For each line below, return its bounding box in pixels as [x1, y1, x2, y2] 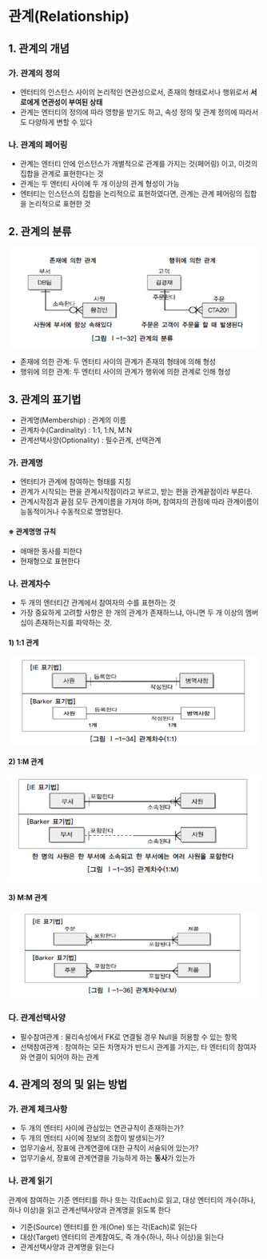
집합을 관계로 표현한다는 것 [19, 169, 104, 178]
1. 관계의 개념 [8, 42, 70, 55]
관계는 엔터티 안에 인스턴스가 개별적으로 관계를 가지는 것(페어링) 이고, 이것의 [19, 159, 258, 169]
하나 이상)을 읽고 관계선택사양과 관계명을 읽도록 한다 [8, 1205, 171, 1214]
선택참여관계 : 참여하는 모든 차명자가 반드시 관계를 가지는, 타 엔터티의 [19, 1041, 236, 1052]
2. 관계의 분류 [8, 225, 72, 238]
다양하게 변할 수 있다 [28, 117, 94, 126]
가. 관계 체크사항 [8, 1104, 68, 1115]
